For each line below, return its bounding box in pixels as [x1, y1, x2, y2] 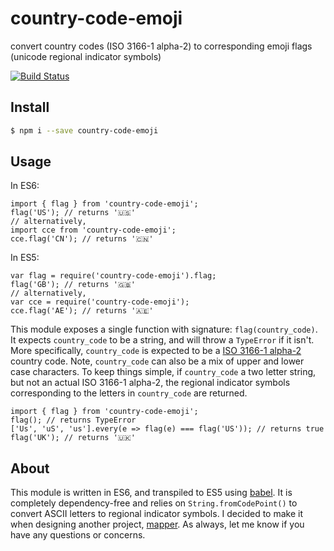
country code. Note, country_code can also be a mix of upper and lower [10, 355, 305, 367]
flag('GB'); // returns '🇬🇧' [10, 280, 137, 290]
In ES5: [10, 252, 40, 264]
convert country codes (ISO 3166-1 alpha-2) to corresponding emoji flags [10, 40, 313, 52]
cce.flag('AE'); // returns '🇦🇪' [10, 306, 154, 316]
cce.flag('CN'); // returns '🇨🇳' [10, 234, 154, 244]
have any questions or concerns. [10, 529, 146, 541]
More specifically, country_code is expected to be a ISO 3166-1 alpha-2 [10, 345, 302, 357]
